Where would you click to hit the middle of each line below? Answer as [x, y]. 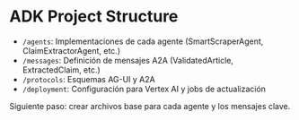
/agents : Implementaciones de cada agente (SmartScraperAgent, [143, 41]
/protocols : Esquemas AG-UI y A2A [88, 79]
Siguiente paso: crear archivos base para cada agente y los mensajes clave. [150, 106]
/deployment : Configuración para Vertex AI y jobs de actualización [144, 89]
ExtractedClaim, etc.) [61, 70]
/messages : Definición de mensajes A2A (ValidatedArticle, [128, 60]
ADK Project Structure [94, 17]
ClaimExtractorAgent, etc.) [71, 50]
